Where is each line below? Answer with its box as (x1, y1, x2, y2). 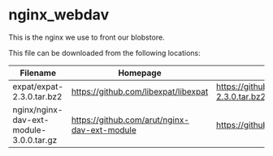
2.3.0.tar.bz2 (12, 91, 63, 102)
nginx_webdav (8, 6, 110, 24)
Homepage (117, 67, 162, 78)
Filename (19, 67, 57, 78)
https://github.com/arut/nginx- (71, 114, 189, 125)
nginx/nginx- (12, 103, 63, 115)
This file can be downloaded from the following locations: (8, 48, 201, 57)
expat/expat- (12, 81, 63, 92)
